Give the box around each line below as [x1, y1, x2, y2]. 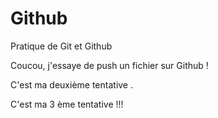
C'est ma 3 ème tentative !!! [10, 98, 124, 110]
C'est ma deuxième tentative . [10, 78, 134, 91]
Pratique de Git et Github [10, 40, 113, 52]
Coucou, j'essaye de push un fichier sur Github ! [10, 59, 209, 71]
